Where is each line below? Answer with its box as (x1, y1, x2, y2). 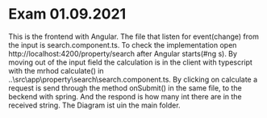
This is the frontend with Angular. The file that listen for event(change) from (8, 32, 260, 41)
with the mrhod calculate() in (8, 65, 104, 75)
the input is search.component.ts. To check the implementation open (8, 40, 237, 49)
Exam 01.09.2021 (8, 5, 127, 23)
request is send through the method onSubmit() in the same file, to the (8, 82, 242, 93)
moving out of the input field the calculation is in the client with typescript (8, 57, 252, 67)
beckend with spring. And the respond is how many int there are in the (8, 91, 242, 101)
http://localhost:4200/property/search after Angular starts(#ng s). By (8, 48, 238, 58)
